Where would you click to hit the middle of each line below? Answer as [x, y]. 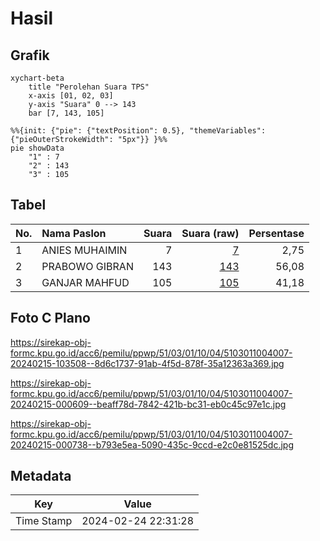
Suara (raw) [210, 233]
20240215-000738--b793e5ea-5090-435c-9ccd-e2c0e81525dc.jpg [152, 444]
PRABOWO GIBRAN [87, 266]
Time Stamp [44, 521]
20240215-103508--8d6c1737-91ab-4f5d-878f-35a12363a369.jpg [147, 363]
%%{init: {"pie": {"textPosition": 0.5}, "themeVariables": [138, 131]
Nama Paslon [74, 233]
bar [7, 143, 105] [66, 113]
